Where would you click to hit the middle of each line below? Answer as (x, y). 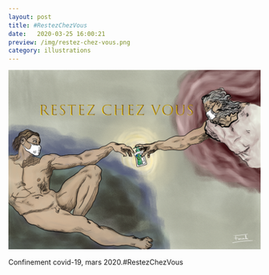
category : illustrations (50, 51)
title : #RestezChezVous (48, 25)
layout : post (30, 17)
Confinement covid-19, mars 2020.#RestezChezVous (96, 262)
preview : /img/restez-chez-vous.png (69, 42)
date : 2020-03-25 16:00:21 (57, 34)
